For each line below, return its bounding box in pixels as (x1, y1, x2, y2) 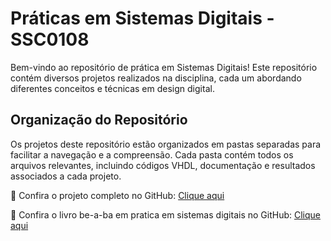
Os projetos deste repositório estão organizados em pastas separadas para (10, 138, 322, 150)
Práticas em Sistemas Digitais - (10, 7, 275, 30)
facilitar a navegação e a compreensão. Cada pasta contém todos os (10, 148, 294, 161)
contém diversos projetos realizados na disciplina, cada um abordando (10, 72, 302, 84)
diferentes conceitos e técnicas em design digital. (10, 82, 215, 94)
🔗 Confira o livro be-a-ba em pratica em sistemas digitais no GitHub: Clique (10, 208, 321, 221)
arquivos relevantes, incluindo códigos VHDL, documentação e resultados (10, 159, 316, 171)
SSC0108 (10, 28, 90, 51)
